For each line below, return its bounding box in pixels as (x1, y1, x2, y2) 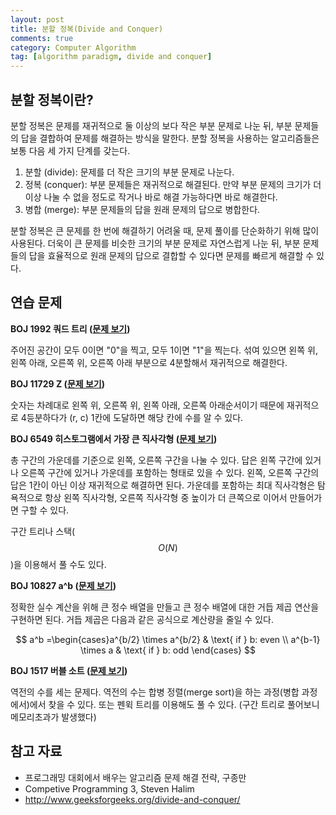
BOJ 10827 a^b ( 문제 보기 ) (10, 579, 117, 591)
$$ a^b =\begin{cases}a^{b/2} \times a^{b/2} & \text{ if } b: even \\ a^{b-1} (15, 633, 321, 645)
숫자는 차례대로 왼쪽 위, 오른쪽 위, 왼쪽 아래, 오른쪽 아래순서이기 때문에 (10, 399, 285, 411)
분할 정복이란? (10, 91, 94, 108)
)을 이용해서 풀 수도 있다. (10, 558, 107, 570)
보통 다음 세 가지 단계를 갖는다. (10, 144, 131, 156)
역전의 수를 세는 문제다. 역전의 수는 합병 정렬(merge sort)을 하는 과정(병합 (10, 686, 300, 698)
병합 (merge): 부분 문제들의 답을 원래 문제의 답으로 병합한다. (24, 203, 261, 215)
